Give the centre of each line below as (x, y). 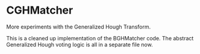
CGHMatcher (40, 10)
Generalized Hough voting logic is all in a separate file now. (80, 45)
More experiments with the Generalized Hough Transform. (79, 27)
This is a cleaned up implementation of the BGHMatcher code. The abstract (100, 38)
